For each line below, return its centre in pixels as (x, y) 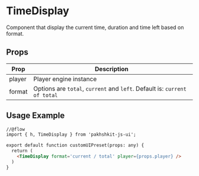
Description (111, 69)
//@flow (16, 129)
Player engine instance (65, 79)
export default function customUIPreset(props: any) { (75, 145)
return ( (22, 151)
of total (46, 95)
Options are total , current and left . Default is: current (110, 88)
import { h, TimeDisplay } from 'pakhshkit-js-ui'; (71, 135)
